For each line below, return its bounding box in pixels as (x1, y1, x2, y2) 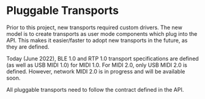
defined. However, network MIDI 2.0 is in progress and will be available (6, 67, 185, 75)
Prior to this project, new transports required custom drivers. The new (6, 24, 182, 31)
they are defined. (6, 43, 50, 50)
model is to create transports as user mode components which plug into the (6, 30, 198, 37)
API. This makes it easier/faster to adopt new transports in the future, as (6, 36, 188, 44)
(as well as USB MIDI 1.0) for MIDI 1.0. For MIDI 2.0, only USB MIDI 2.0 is (6, 61, 188, 69)
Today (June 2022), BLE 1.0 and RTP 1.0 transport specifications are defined (6, 55, 199, 62)
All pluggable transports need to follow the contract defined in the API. (6, 86, 184, 93)
